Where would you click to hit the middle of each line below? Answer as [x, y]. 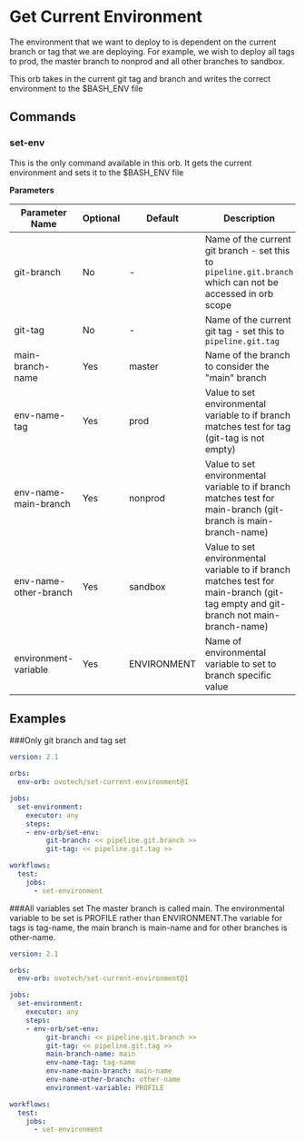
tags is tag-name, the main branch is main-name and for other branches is [148, 928]
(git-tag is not [235, 438]
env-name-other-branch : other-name [113, 1080]
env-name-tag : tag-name [91, 1063]
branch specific [238, 675]
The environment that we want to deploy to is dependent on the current [143, 42]
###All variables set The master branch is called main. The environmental [147, 908]
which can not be [241, 282]
